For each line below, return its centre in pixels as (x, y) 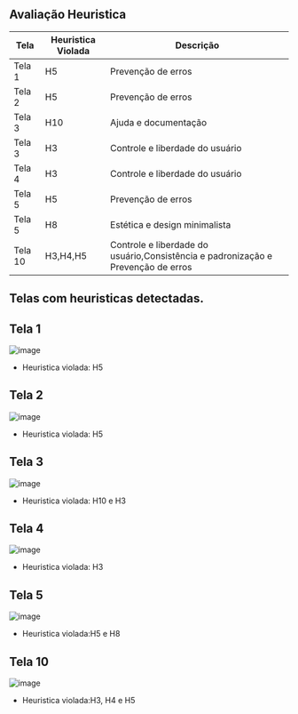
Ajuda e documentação (159, 122)
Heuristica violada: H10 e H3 (74, 501)
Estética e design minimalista (171, 224)
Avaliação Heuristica (68, 15)
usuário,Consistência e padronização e (192, 255)
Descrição (197, 45)
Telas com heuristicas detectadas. (106, 298)
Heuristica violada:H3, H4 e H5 (78, 701)
